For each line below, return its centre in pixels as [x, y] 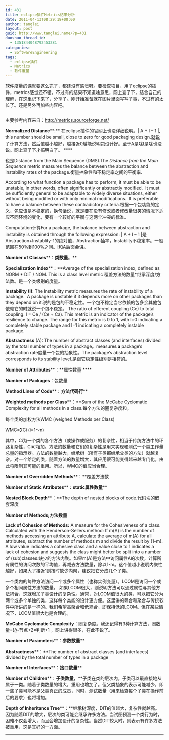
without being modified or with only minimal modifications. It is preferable [82, 198]
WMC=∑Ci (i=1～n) [25, 430]
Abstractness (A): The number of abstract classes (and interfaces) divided [83, 340]
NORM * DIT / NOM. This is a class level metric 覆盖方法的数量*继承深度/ [81, 274]
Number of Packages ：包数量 [36, 380]
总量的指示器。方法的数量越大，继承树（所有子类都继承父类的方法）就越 [80, 453]
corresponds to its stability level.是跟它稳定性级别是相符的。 [67, 359]
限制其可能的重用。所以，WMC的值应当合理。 [62, 466]
